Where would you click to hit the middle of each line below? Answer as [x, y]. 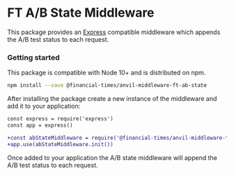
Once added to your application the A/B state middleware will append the [112, 157]
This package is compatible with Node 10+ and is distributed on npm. [107, 73]
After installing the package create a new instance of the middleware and [112, 99]
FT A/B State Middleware [81, 13]
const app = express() [40, 125]
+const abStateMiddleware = [48, 138]
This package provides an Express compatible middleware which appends [114, 32]
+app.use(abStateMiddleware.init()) [60, 144]
